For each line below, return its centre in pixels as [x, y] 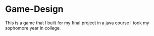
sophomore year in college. [33, 28]
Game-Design [34, 9]
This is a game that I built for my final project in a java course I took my [77, 23]
